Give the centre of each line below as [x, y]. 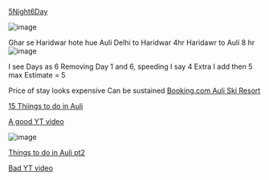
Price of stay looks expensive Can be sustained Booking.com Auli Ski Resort [134, 90]
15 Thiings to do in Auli [46, 106]
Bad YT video [31, 168]
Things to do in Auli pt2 [47, 152]
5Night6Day [28, 12]
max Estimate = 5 [37, 75]
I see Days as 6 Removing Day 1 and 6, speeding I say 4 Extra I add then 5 [130, 66]
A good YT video [36, 122]
